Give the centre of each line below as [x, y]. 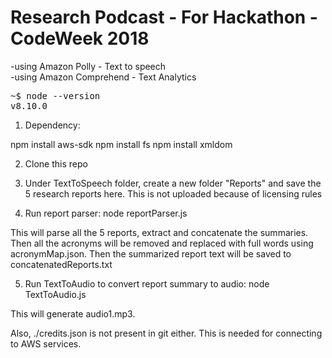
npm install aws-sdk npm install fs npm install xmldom [121, 144]
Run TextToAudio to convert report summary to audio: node [147, 283]
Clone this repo [56, 163]
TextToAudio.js [55, 294]
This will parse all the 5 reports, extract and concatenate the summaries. [159, 232]
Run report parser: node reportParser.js [106, 213]
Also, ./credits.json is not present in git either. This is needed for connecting [166, 333]
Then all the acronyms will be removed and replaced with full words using [162, 243]
